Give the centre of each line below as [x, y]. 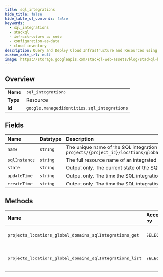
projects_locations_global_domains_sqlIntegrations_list [74, 258]
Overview [20, 79]
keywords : [15, 23]
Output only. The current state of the [108, 167]
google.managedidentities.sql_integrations [77, 108]
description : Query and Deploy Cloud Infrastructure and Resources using [81, 50]
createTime [20, 184]
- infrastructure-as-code [36, 37]
